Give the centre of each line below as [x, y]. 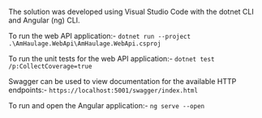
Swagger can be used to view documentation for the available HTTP [122, 81]
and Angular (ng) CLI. [44, 20]
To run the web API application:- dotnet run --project [100, 36]
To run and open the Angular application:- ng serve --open [107, 105]
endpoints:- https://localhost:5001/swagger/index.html [103, 90]
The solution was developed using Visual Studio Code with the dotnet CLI [131, 12]
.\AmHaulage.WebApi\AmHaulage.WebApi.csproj [85, 44]
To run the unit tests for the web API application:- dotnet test [112, 59]
